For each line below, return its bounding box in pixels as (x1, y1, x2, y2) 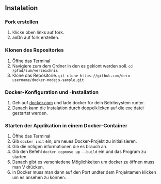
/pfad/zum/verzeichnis (12, 68, 58, 73)
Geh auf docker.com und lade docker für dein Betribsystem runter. (12, 100, 145, 106)
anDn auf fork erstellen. (12, 34, 60, 40)
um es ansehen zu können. (12, 174, 66, 181)
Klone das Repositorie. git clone (12, 72, 79, 78)
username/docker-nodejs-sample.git (12, 77, 84, 83)
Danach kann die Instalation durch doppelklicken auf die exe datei (12, 105, 144, 111)
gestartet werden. (12, 110, 48, 116)
